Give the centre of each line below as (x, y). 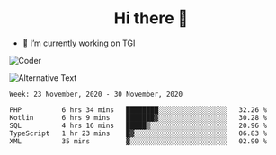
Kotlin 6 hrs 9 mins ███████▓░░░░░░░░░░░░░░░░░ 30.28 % (138, 117)
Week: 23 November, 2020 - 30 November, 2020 (96, 94)
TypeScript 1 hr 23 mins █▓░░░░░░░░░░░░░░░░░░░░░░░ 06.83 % (138, 133)
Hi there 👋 (151, 18)
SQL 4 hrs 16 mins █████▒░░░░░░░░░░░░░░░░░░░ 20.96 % (138, 125)
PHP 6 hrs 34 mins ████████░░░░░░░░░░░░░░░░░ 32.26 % (138, 110)
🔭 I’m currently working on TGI (79, 43)
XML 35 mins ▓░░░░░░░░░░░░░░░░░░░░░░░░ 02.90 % (138, 141)
